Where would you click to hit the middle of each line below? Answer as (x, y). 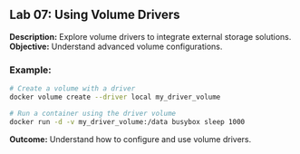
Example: (30, 70)
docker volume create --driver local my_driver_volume (115, 97)
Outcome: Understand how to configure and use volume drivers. (131, 139)
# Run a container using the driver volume (93, 113)
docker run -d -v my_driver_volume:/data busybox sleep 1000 (127, 121)
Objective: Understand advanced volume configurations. (116, 46)
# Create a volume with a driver (73, 89)
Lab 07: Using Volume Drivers (95, 15)
